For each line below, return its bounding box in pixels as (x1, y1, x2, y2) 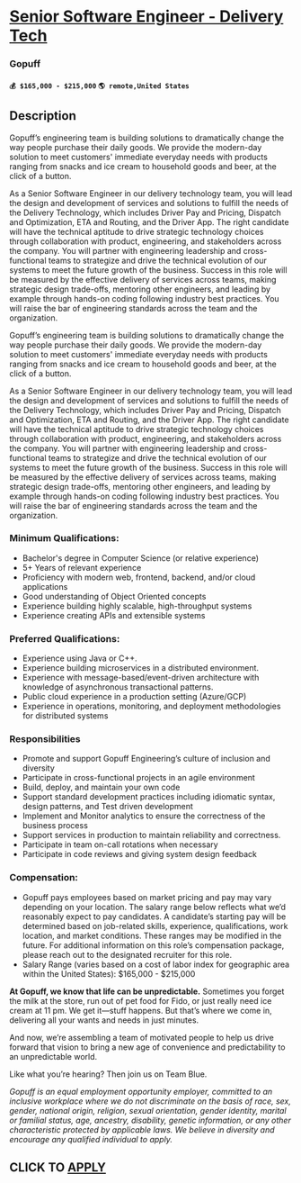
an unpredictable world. (9, 1051, 98, 1061)
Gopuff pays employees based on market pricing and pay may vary (22, 891, 272, 902)
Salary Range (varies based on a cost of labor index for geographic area (22, 959, 290, 970)
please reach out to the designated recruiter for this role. (22, 949, 233, 960)
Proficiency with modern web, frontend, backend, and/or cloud (22, 572, 256, 582)
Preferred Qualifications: (9, 632, 120, 645)
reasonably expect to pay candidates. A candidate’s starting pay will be (22, 911, 287, 922)
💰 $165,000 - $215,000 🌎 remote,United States (9, 81, 190, 91)
